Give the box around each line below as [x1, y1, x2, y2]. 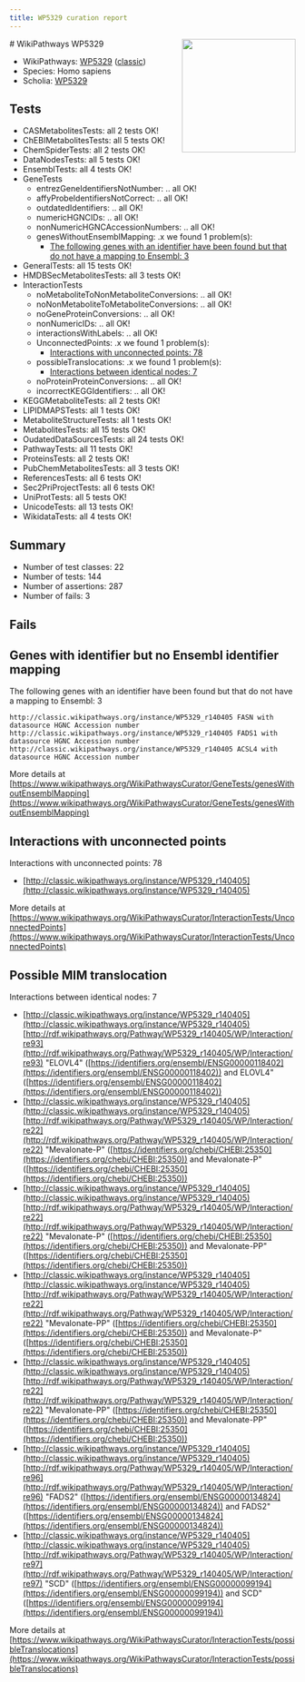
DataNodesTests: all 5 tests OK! [22, 154, 141, 165]
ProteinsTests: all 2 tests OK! [22, 453, 130, 464]
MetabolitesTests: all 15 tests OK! [22, 424, 146, 436]
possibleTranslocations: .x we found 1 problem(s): [35, 357, 222, 368]
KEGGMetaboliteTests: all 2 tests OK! [22, 396, 161, 407]
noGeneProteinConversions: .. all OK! [35, 309, 175, 320]
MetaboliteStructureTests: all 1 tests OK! [22, 415, 172, 426]
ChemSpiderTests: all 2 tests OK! [22, 144, 146, 155]
